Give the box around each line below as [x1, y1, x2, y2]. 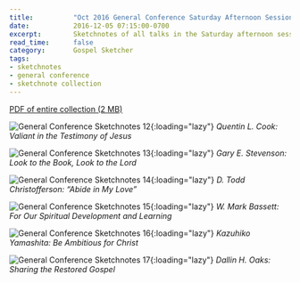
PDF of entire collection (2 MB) [9, 103, 123, 114]
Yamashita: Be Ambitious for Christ [9, 237, 138, 247]
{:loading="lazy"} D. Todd [150, 174, 246, 185]
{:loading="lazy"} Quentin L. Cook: [150, 121, 279, 132]
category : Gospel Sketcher [9, 46, 134, 55]
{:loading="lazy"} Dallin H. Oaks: [150, 255, 271, 265]
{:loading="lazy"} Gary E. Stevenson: [150, 148, 287, 158]
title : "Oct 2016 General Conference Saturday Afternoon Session [9, 12, 294, 22]
